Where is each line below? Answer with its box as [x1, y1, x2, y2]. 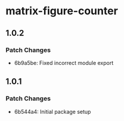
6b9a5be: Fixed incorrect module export [14, 59, 114, 66]
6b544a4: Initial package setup [14, 108, 91, 115]
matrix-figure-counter [5, 4, 119, 18]
